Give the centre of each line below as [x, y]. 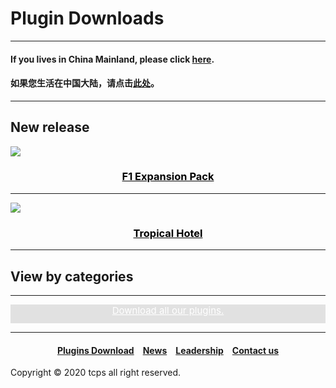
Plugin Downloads [87, 18]
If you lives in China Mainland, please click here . [112, 59]
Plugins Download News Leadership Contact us [168, 350]
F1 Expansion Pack [168, 177]
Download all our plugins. [168, 310]
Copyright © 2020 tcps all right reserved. [96, 373]
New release [50, 127]
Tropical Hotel [168, 233]
